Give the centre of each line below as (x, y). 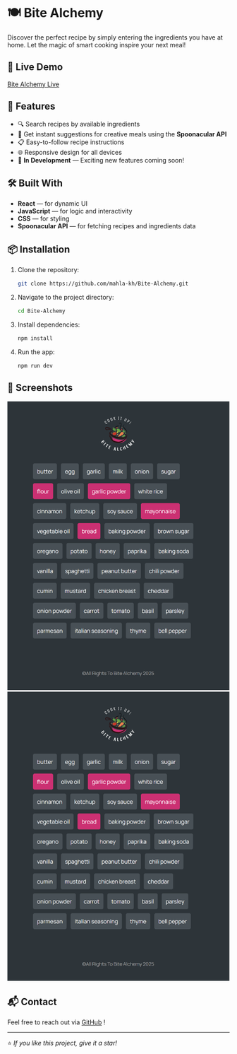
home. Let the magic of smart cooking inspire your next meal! (97, 45)
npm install (35, 338)
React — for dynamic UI (53, 204)
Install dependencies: (49, 324)
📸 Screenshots (40, 388)
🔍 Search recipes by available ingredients (79, 124)
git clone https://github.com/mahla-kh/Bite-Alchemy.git (103, 284)
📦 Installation (39, 249)
